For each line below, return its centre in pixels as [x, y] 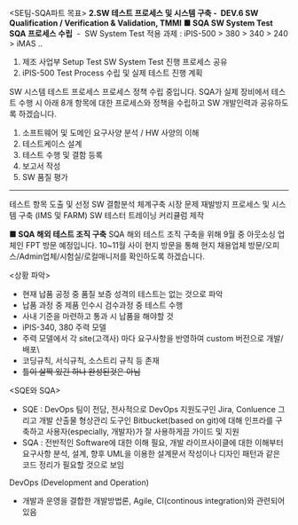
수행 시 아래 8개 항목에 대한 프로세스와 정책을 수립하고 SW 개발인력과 [138, 103]
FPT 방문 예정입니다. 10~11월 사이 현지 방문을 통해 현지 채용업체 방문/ [145, 245]
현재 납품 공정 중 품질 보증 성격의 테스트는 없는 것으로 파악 [122, 294]
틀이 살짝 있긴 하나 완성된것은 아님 [81, 372]
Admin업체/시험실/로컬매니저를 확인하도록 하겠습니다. [112, 256]
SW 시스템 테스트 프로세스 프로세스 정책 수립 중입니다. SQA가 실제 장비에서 [139, 92]
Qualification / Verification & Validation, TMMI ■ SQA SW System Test [141, 23]
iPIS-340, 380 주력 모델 [64, 327]
